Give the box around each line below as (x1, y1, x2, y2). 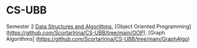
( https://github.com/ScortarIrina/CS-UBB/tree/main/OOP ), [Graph (6, 29, 165, 36)
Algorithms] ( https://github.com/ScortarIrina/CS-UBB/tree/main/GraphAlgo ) (6, 35, 190, 42)
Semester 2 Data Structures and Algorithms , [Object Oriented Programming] (6, 23, 192, 30)
